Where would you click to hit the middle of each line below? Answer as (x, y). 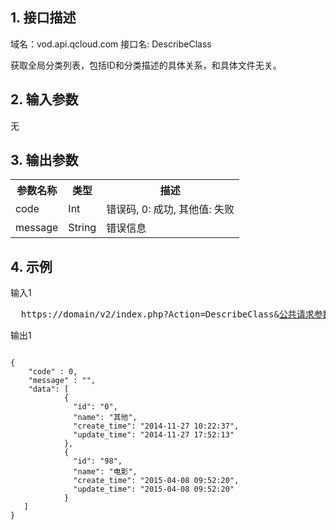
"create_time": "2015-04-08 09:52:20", (156, 481)
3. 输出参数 (44, 160)
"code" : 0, (53, 372)
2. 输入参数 (44, 99)
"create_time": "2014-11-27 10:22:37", (156, 426)
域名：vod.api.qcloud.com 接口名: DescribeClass (111, 44)
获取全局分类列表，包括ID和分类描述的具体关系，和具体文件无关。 (146, 65)
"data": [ (49, 389)
